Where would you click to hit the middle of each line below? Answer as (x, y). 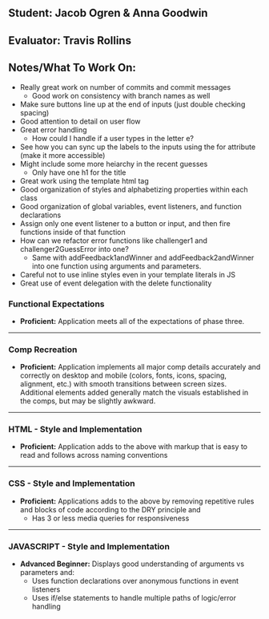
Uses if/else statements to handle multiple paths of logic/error (134, 598)
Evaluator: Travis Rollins (70, 40)
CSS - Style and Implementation (72, 483)
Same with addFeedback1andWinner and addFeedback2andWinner (143, 257)
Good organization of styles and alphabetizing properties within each (134, 189)
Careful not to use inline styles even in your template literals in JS (128, 274)
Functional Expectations (56, 304)
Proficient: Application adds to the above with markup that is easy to (134, 447)
